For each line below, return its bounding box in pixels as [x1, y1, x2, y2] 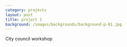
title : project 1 [5, 17, 42, 22]
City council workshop [5, 36, 53, 42]
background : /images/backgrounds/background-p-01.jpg [5, 21, 122, 27]
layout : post [5, 12, 33, 17]
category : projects [5, 7, 47, 13]
